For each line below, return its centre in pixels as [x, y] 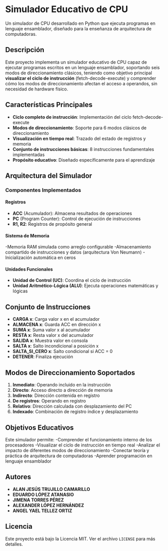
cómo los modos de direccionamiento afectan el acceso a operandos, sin [81, 83]
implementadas [29, 155]
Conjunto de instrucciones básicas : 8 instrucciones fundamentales [83, 149]
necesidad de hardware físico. [37, 89]
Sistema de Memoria [27, 235]
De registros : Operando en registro [49, 401]
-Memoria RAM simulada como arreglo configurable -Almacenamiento [78, 247]
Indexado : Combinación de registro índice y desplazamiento [75, 412]
